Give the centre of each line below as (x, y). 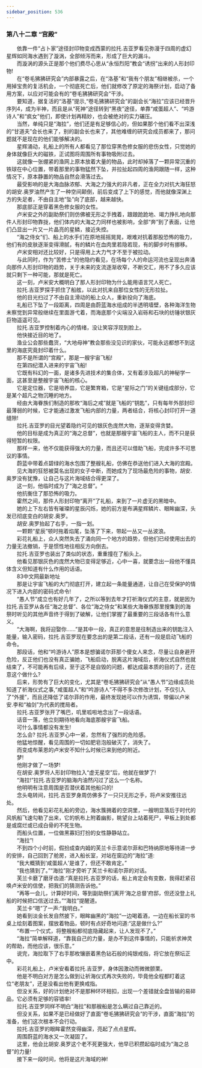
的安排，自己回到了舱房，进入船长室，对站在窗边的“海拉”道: (81, 855)
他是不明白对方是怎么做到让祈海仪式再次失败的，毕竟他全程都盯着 (98, 976)
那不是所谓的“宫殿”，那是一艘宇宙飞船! (65, 357)
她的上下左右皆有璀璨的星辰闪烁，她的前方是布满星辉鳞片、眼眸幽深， (103, 508)
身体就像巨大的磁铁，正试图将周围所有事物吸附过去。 (72, 154)
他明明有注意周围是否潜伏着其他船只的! (65, 787)
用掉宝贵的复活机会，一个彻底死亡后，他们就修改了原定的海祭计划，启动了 (98, 86)
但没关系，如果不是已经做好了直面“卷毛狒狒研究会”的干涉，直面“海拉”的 (106, 1014)
